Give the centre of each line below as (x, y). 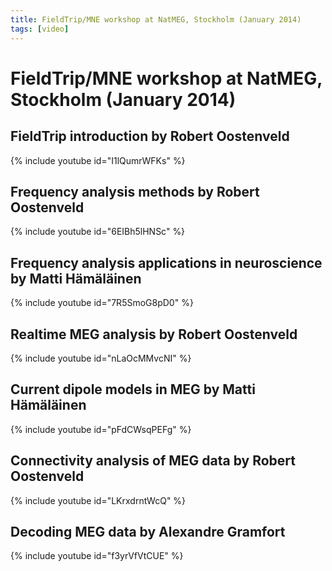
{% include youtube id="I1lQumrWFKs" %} (98, 160)
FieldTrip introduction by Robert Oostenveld (150, 136)
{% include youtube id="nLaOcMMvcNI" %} (101, 358)
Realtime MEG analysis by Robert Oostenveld (154, 334)
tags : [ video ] (40, 29)
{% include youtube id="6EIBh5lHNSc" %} (98, 232)
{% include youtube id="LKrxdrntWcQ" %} (98, 500)
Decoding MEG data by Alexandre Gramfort (148, 531)
